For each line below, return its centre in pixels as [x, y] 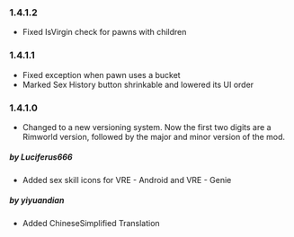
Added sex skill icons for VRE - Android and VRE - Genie [127, 180]
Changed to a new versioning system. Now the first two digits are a [147, 127]
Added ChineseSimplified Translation [91, 223]
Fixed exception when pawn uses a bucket [102, 75]
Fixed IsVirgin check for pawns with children [104, 32]
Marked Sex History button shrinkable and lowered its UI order [138, 84]
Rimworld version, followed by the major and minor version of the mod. [154, 136]
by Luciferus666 [41, 157]
